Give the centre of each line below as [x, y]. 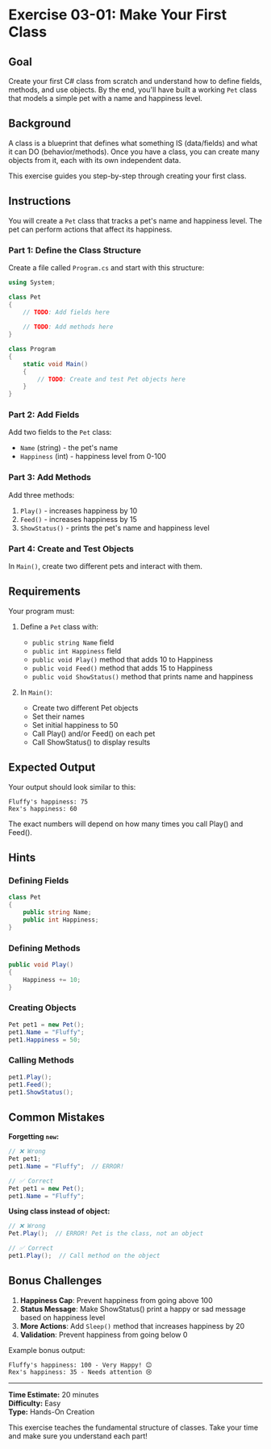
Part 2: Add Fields [44, 415]
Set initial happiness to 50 [75, 724]
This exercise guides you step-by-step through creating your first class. [127, 176]
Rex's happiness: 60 [43, 808]
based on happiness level [63, 1317]
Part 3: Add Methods [50, 478]
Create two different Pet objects [85, 708]
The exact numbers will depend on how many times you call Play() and [126, 824]
